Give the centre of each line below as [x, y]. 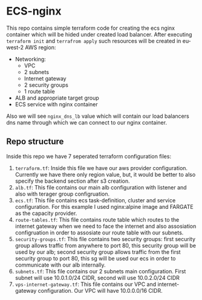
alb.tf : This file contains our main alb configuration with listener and [101, 187]
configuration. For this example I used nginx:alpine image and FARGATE [104, 206]
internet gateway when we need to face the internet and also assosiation [106, 226]
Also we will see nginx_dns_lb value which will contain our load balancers [98, 116]
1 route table [40, 91]
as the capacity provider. [46, 213]
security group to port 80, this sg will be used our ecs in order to [95, 258]
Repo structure [35, 142]
